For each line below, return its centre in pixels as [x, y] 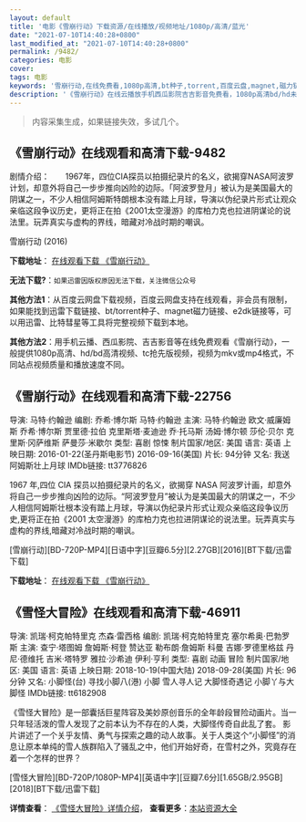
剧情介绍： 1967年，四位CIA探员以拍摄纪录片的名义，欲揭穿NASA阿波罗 [152, 177]
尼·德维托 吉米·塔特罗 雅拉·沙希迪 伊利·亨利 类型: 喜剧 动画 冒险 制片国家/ [145, 659]
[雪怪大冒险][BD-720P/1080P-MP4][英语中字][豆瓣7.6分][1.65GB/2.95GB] [146, 777]
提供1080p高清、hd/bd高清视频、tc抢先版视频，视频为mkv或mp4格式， [152, 353]
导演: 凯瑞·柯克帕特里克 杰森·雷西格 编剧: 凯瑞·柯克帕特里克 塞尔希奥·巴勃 [146, 636]
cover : [22, 69]
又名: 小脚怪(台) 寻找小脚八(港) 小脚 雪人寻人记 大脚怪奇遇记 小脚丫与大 [161, 682]
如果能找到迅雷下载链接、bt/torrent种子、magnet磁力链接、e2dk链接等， [147, 311]
